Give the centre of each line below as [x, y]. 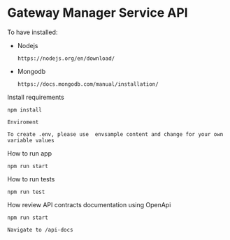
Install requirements [36, 97]
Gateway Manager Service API [98, 13]
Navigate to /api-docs [40, 230]
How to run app [30, 153]
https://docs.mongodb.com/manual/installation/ [88, 84]
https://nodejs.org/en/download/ [66, 58]
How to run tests [31, 179]
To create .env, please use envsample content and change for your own [115, 134]
